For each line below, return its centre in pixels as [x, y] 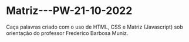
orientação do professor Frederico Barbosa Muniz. [67, 33]
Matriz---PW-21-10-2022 [69, 11]
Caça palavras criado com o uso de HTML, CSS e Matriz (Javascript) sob [95, 27]
